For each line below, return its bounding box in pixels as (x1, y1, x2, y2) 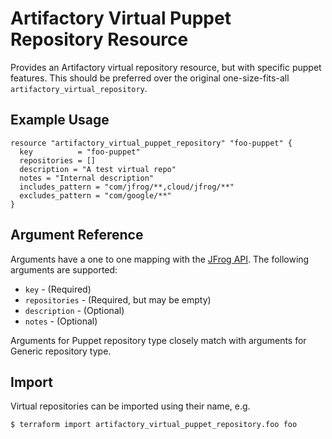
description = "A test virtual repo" (19, 164, 177, 174)
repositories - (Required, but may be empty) (24, 293, 212, 306)
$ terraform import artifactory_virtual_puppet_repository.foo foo (10, 420, 298, 430)
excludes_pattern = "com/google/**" (19, 190, 172, 201)
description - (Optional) (24, 304, 125, 316)
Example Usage (10, 112, 110, 129)
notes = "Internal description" (19, 173, 155, 183)
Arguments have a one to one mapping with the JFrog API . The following (10, 253, 310, 265)
